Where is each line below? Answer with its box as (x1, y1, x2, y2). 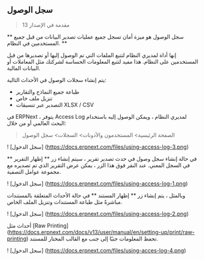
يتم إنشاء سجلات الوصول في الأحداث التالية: (7, 76, 107, 83)
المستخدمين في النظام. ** (7, 39, 67, 46)
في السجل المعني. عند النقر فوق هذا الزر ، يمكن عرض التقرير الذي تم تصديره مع (7, 162, 191, 169)
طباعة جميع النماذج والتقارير (15, 88, 80, 95)
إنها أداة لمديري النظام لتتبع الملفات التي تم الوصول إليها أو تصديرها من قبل (7, 51, 176, 59)
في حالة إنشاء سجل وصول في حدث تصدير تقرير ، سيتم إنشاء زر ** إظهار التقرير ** (7, 155, 197, 162)
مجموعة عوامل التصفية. (7, 168, 61, 175)
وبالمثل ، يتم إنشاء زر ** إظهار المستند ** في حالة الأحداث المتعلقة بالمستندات (7, 191, 186, 199)
